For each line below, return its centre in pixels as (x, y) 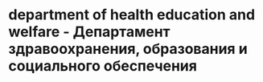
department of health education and (132, 15)
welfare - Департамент (89, 32)
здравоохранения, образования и (128, 49)
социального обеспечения (103, 66)
